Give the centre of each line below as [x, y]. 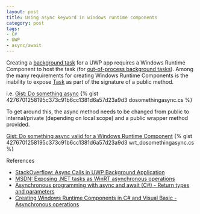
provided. [18, 124]
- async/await [24, 46]
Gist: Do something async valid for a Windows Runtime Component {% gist [99, 136]
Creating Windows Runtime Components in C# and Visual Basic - [96, 198]
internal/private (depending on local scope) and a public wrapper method [97, 118]
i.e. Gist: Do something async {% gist [52, 93]
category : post [25, 23]
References [20, 160]
